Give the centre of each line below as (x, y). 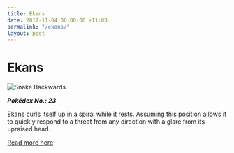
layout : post (26, 33)
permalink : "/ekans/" (39, 27)
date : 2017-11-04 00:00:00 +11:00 (58, 20)
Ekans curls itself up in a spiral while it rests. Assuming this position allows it (117, 114)
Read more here (30, 143)
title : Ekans (26, 14)
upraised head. (29, 129)
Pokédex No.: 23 (32, 101)
